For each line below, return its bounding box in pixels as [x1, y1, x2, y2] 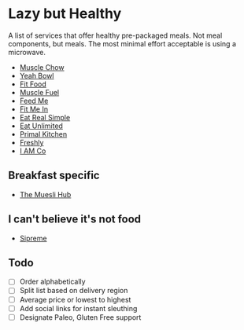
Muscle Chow [19, 62, 65, 71]
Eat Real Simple [19, 112, 71, 122]
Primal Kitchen [19, 129, 68, 138]
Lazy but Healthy [8, 5, 122, 23]
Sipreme [19, 233, 47, 243]
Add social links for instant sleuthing [19, 303, 138, 313]
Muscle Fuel [19, 87, 60, 97]
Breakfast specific [8, 169, 100, 182]
